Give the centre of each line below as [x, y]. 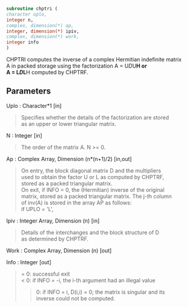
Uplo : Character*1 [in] [34, 106]
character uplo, [27, 14]
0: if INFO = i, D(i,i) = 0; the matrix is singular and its [100, 292]
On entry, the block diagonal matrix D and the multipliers [91, 170]
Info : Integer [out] [29, 262]
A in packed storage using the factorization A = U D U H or [77, 66]
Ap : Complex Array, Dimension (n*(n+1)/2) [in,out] [69, 159]
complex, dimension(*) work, [43, 37]
